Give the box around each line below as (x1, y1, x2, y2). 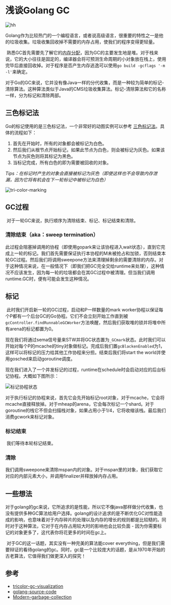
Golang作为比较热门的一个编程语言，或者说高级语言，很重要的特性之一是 (5, 32, 159, 38)
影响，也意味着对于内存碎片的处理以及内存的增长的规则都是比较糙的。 (14, 517, 162, 523)
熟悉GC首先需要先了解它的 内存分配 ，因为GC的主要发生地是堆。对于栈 (6, 49, 154, 56)
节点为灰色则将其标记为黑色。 (12, 153, 76, 159)
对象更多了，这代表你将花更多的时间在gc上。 (14, 530, 109, 536)
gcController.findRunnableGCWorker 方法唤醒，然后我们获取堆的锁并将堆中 (5, 319, 162, 325)
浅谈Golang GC (5, 5, 70, 16)
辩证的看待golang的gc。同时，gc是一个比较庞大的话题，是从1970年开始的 (9, 546, 165, 553)
